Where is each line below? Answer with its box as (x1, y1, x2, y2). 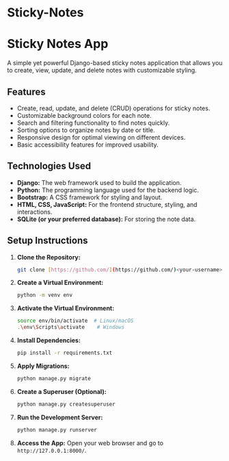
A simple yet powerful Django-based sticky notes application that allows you (7, 59, 223, 67)
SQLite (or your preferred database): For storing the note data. (16, 214, 196, 223)
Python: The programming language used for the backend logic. (16, 186, 200, 194)
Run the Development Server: (16, 413, 103, 421)
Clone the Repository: (16, 253, 81, 261)
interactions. (16, 208, 53, 216)
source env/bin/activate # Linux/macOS (16, 317, 134, 325)
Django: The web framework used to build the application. (16, 178, 182, 186)
